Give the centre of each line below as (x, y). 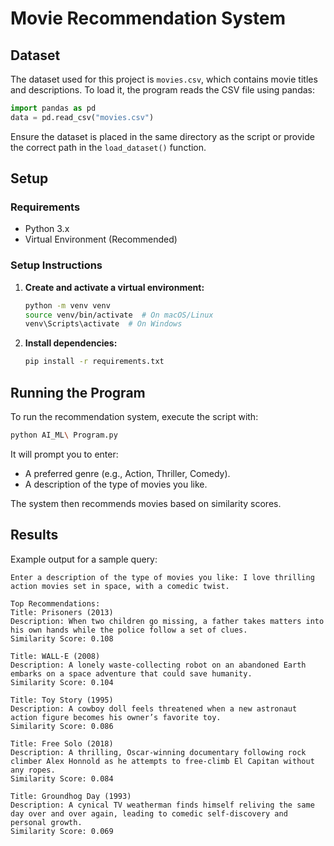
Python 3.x (47, 229)
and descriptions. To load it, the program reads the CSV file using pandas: (162, 90)
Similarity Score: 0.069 (62, 831)
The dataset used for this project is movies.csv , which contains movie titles (164, 79)
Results (34, 535)
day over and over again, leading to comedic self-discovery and (149, 813)
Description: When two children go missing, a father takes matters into (167, 621)
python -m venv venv (67, 305)
